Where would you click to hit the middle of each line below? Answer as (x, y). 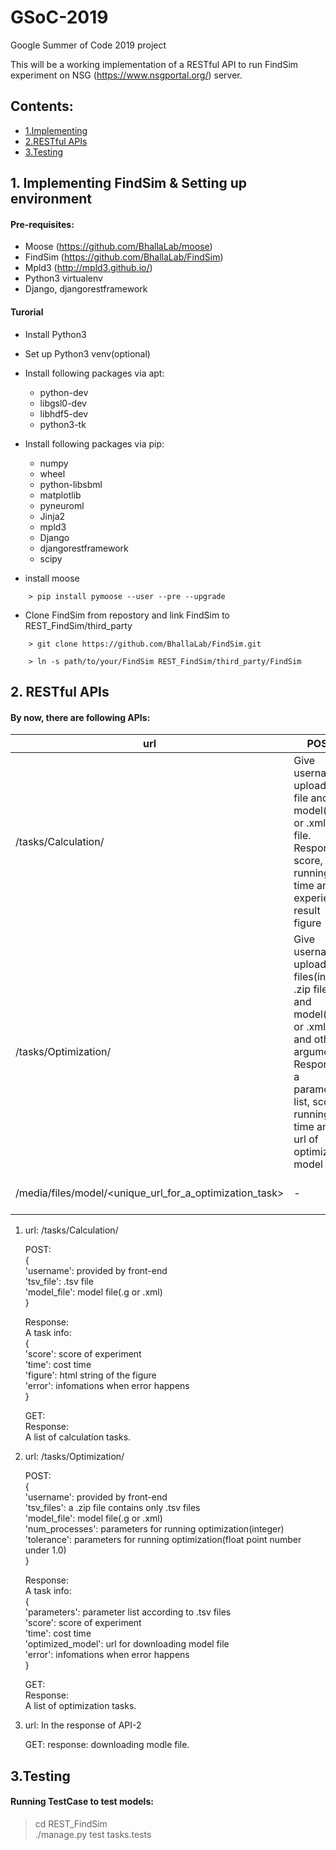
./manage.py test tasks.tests (93, 1834)
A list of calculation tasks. (78, 1437)
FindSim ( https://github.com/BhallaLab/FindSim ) (124, 257)
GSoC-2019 (59, 17)
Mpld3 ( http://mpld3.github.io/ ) (88, 268)
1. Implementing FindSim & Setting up (129, 183)
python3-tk (63, 424)
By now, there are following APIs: (80, 717)
